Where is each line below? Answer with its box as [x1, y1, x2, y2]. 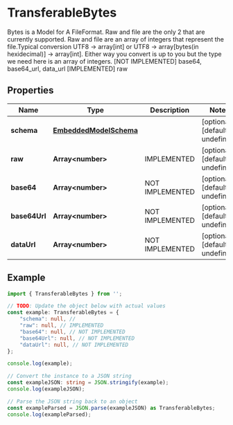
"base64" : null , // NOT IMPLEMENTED [19, 328, 126, 335]
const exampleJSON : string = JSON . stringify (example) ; [7, 379, 169, 386]
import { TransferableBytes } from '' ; [7, 290, 123, 297]
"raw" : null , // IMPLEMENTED [19, 322, 104, 329]
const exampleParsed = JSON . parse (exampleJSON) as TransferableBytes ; [7, 404, 216, 411]
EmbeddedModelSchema [53, 125, 139, 135]
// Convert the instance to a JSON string [7, 372, 132, 380]
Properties [7, 84, 54, 96]
